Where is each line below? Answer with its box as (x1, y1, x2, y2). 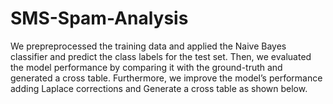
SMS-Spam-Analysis (10, 7, 189, 30)
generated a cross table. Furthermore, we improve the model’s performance (10, 72, 323, 84)
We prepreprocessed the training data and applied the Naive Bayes (10, 40, 287, 52)
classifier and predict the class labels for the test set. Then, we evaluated (10, 50, 312, 62)
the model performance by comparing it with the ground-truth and (10, 61, 283, 73)
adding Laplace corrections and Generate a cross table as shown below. (10, 82, 308, 94)
